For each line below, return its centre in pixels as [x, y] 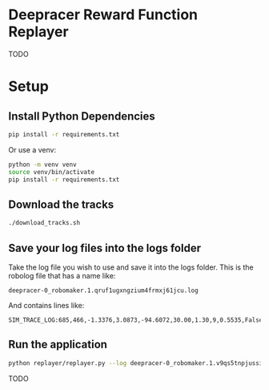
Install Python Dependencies [82, 116]
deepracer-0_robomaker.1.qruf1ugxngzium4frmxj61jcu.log [103, 290]
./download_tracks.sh [44, 223]
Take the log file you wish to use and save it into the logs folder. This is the [131, 267]
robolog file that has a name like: [62, 275]
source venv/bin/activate [51, 172]
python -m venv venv [43, 165]
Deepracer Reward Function [103, 15]
